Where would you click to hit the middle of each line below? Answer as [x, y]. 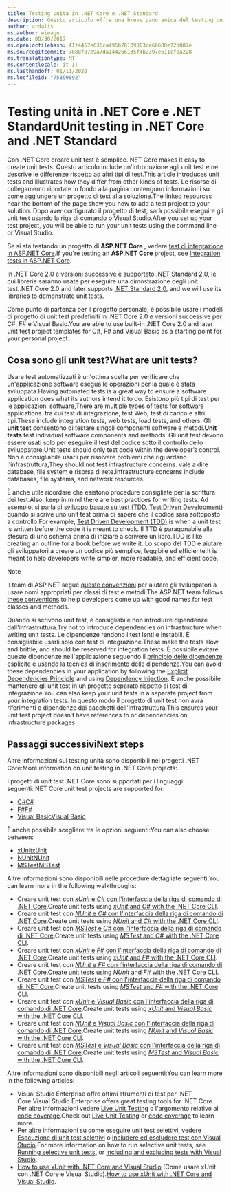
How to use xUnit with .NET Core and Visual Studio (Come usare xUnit [117, 1167]
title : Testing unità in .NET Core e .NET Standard [82, 13]
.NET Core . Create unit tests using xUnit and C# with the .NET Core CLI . [118, 906]
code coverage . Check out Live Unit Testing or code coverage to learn [115, 1116]
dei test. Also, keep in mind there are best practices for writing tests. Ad [108, 500]
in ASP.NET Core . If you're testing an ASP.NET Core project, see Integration [114, 253]
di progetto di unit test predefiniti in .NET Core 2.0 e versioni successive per [114, 316]
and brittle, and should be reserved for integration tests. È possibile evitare [113, 649]
